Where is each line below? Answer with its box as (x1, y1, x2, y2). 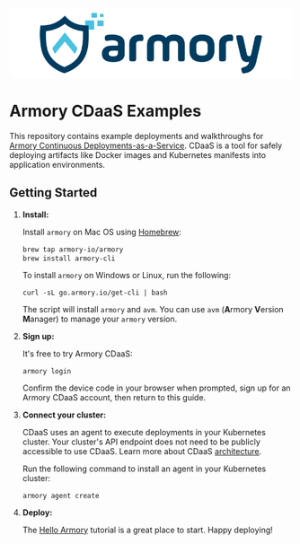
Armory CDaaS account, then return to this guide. (22, 391, 207, 402)
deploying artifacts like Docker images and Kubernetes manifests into (9, 149, 267, 160)
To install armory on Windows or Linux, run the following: (22, 269, 232, 280)
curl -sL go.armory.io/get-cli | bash (22, 288, 168, 297)
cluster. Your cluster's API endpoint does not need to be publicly (22, 436, 260, 447)
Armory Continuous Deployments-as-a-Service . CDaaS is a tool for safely (9, 140, 283, 151)
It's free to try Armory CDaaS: (22, 348, 133, 359)
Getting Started (9, 185, 98, 200)
